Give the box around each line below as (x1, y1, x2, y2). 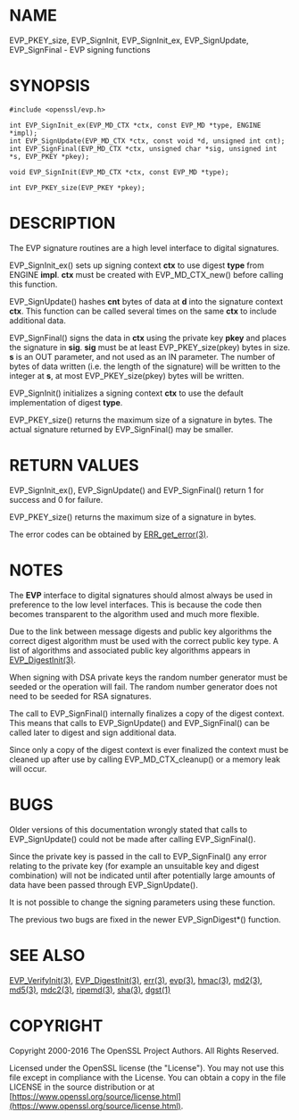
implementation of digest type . (9, 397, 123, 407)
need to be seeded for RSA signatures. (9, 690, 152, 701)
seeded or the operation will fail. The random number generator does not (9, 681, 278, 692)
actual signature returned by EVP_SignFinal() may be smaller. (9, 423, 234, 434)
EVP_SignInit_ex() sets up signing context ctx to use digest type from (9, 260, 265, 271)
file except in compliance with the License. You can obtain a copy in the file (9, 1072, 287, 1082)
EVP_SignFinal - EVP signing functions (9, 44, 151, 54)
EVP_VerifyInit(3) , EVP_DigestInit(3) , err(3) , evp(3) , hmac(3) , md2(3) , (9, 974, 263, 985)
